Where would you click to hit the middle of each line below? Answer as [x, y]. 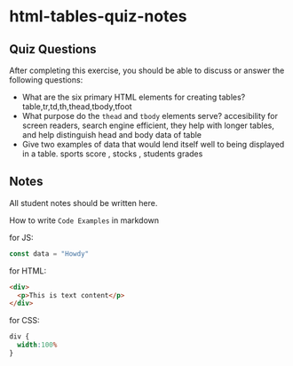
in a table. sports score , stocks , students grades [112, 154]
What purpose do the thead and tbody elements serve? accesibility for [150, 116]
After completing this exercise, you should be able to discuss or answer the [147, 70]
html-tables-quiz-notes [99, 16]
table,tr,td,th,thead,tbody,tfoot [77, 107]
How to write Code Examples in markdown [84, 220]
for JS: [21, 237]
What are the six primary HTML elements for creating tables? [134, 97]
